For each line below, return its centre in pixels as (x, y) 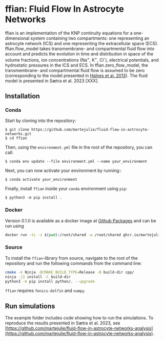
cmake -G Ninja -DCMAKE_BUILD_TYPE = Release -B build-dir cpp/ (70, 272)
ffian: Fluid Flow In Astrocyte (65, 9)
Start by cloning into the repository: (41, 121)
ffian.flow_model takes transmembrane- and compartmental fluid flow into (80, 49)
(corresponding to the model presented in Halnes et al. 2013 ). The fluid (76, 75)
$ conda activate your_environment (41, 180)
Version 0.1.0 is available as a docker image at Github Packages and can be (81, 220)
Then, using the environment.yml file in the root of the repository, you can (79, 147)
